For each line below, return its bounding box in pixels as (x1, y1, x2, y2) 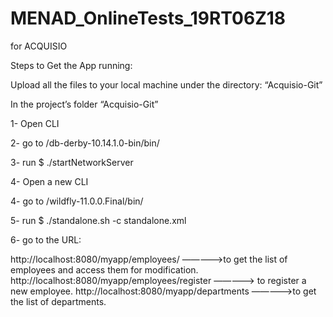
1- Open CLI (10, 117, 60, 129)
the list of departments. (10, 295, 107, 307)
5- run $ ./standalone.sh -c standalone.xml (10, 214, 187, 226)
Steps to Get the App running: (10, 59, 133, 71)
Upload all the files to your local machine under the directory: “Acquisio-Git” (10, 78, 323, 91)
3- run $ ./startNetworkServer (10, 156, 134, 168)
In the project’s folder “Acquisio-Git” (10, 98, 159, 110)
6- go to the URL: (10, 233, 82, 246)
